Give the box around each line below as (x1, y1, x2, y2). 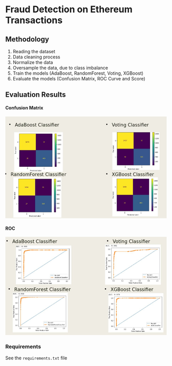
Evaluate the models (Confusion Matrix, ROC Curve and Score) (12, 76, 146, 81)
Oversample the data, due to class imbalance (12, 65, 109, 71)
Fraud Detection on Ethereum (5, 4, 133, 15)
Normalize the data (12, 59, 53, 65)
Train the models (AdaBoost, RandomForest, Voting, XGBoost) (12, 70, 144, 76)
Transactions (5, 14, 63, 26)
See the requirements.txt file (5, 355, 68, 361)
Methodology (5, 35, 50, 44)
